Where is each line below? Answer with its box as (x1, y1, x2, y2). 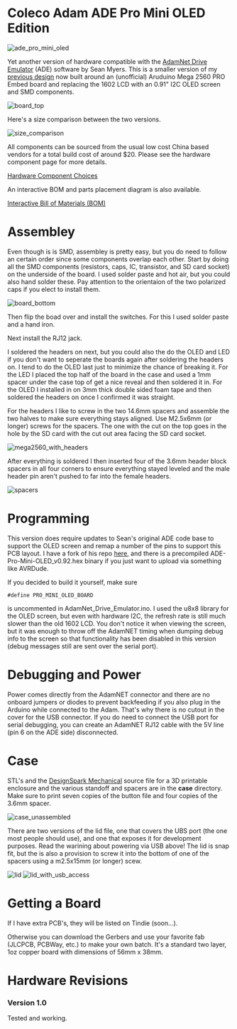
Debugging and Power (7, 667, 141, 682)
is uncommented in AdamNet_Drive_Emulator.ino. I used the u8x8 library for (7, 604, 229, 612)
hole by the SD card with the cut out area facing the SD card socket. (7, 429, 206, 437)
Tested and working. (7, 1014, 67, 1023)
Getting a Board (7, 895, 101, 911)
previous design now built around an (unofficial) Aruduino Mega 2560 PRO (7, 72, 226, 81)
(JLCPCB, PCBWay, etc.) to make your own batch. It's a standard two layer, (7, 940, 227, 949)
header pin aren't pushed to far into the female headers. (7, 472, 172, 480)
